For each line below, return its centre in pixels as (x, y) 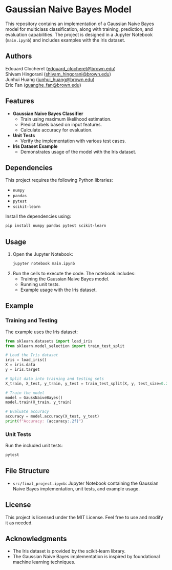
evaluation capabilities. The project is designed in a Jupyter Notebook (79, 34)
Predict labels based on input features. (61, 124)
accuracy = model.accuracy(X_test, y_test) (52, 416)
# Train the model (25, 393)
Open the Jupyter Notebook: (43, 254)
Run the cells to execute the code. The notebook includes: (74, 273)
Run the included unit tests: (34, 446)
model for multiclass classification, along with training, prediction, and (79, 29)
